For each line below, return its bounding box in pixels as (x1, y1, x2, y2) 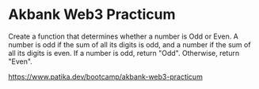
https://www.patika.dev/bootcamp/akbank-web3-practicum (8, 72, 204, 81)
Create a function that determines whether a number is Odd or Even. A (8, 32, 239, 41)
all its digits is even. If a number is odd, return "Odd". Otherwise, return (8, 48, 240, 57)
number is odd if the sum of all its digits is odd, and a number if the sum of (8, 39, 251, 49)
